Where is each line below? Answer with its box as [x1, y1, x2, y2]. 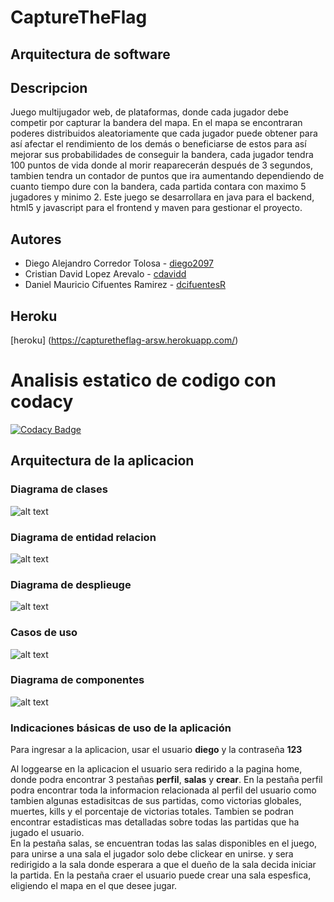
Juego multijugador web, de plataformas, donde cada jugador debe [10, 106, 289, 118]
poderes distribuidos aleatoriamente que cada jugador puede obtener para [10, 127, 318, 140]
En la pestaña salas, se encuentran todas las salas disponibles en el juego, [10, 837, 318, 850]
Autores [10, 231, 62, 248]
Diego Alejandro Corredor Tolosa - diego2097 [24, 257, 215, 270]
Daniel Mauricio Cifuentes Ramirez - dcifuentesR [24, 279, 227, 291]
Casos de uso [10, 626, 78, 640]
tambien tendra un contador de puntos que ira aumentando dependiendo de [10, 170, 325, 182]
